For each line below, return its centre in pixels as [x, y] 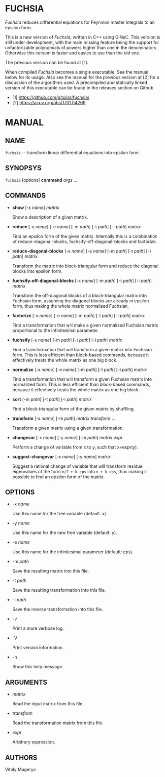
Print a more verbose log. [38, 628]
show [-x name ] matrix [36, 207]
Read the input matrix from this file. [48, 704]
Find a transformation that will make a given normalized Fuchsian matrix [85, 325]
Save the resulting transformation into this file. [59, 590]
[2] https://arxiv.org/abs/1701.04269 [49, 102]
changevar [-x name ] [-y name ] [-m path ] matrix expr [67, 437]
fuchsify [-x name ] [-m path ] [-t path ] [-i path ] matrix [67, 340]
